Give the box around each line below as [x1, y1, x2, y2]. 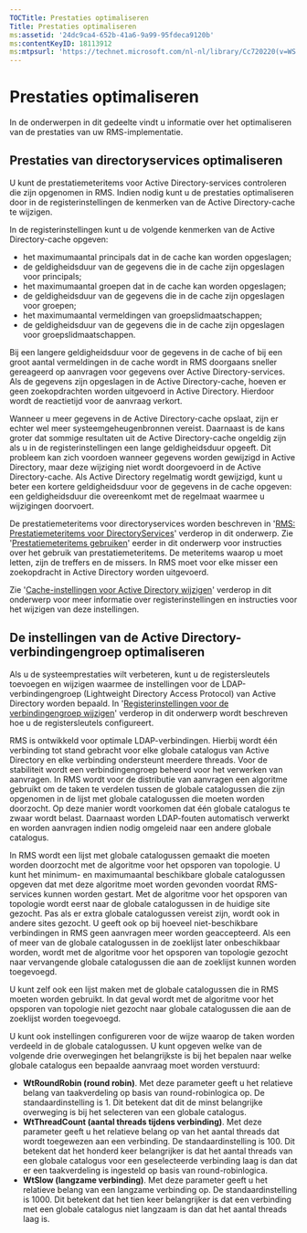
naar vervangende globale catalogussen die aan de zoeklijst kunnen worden [9, 956, 297, 967]
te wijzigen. [9, 206, 53, 217]
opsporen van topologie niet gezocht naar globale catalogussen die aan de [9, 1003, 291, 1014]
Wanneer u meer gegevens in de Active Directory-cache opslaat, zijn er [9, 413, 279, 424]
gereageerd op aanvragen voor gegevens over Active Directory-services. [9, 366, 286, 377]
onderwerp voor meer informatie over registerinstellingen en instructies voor [9, 594, 298, 605]
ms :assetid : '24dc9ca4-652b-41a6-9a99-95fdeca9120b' [9, 30, 215, 39]
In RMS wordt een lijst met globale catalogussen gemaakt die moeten [9, 849, 270, 860]
